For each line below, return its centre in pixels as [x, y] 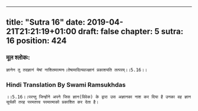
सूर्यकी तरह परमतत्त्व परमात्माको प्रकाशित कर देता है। [52, 102]
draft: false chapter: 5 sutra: [131, 32]
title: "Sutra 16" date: [46, 22]
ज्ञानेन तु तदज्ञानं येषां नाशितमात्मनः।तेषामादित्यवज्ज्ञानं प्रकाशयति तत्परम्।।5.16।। [77, 70]
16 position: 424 [36, 41]
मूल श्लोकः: [18, 58]
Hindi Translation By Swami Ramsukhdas [66, 84]
